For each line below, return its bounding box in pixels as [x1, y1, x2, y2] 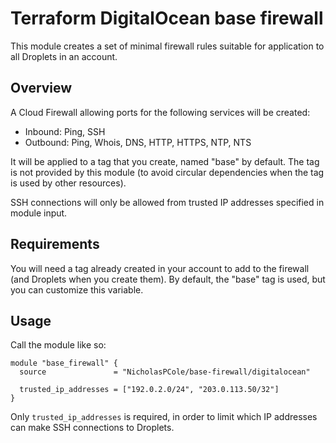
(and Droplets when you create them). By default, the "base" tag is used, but [10, 273, 326, 285]
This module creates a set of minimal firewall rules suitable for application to [10, 40, 325, 52]
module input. [10, 207, 68, 219]
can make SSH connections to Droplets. [10, 422, 175, 434]
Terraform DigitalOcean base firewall [10, 7, 324, 30]
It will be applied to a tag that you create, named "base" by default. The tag [10, 155, 320, 167]
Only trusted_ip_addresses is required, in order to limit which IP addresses [10, 411, 318, 423]
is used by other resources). [10, 177, 127, 189]
